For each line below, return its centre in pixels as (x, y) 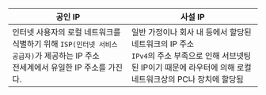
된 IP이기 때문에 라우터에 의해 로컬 (192, 68)
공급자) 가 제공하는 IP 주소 (56, 56)
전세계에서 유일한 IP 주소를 (59, 68)
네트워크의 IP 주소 (163, 44)
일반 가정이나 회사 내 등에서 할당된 (192, 32)
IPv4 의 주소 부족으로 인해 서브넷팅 (192, 56)
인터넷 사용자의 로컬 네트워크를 (66, 32)
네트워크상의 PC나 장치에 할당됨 (188, 79)
